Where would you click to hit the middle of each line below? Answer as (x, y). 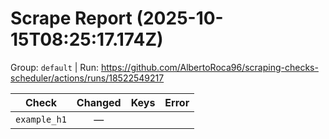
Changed (99, 102)
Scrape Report (71, 18)
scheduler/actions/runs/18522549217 (87, 78)
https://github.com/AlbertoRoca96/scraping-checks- (209, 67)
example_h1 (41, 119)
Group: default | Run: (54, 67)
